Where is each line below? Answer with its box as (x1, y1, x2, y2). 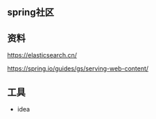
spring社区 (7, 6, 54, 19)
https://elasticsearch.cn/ (7, 51, 78, 59)
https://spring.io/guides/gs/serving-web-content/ (7, 64, 149, 73)
